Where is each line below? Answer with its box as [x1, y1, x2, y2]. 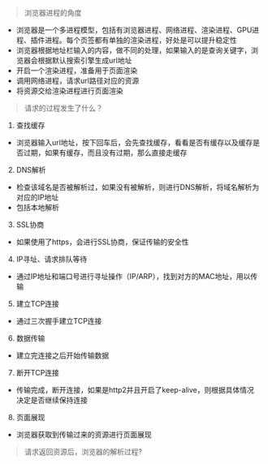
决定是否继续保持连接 [15, 395, 88, 405]
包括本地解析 [15, 203, 59, 212]
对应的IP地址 [15, 192, 59, 202]
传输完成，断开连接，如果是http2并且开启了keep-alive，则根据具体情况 [15, 385, 254, 394]
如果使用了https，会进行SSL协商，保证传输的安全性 [15, 237, 189, 247]
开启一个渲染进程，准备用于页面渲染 [15, 66, 138, 75]
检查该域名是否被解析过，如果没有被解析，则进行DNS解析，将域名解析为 [15, 183, 260, 191]
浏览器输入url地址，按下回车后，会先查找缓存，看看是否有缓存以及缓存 [15, 138, 253, 147]
